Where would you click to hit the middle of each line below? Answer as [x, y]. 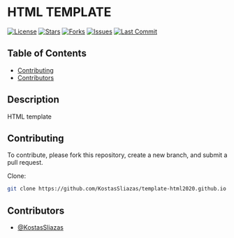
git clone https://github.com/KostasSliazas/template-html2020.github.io [117, 189]
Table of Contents [47, 53]
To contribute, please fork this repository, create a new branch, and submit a [117, 155]
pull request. [25, 163]
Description [33, 99]
